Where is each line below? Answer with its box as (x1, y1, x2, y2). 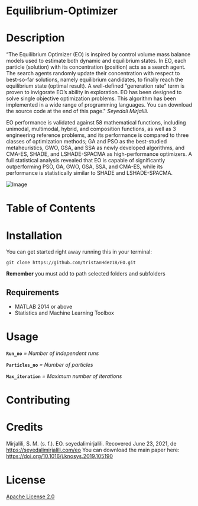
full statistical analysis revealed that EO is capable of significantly (6, 157, 165, 164)
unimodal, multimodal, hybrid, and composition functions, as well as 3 (6, 126, 176, 133)
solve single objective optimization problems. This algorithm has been (6, 95, 176, 102)
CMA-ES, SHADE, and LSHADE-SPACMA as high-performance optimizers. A (6, 150, 192, 158)
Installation (6, 229, 63, 242)
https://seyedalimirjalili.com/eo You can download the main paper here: (6, 446, 180, 454)
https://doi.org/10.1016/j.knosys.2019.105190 (6, 453, 113, 460)
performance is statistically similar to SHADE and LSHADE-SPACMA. (6, 169, 173, 177)
